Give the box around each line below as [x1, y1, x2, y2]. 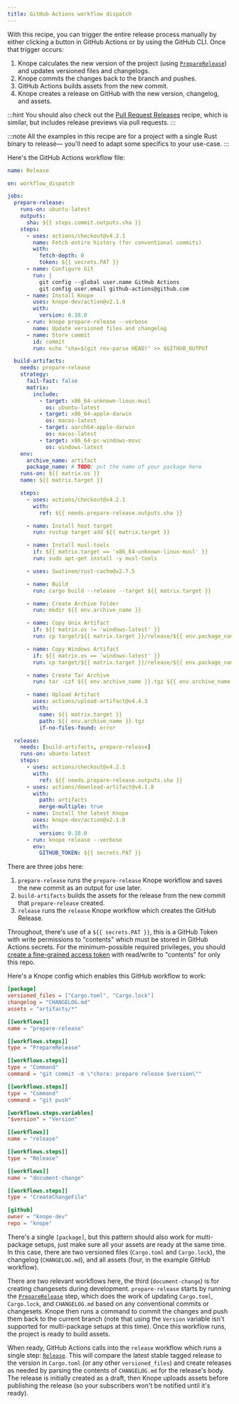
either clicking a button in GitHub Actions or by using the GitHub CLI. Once [7, 37, 226, 46]
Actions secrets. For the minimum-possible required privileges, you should [7, 943, 226, 951]
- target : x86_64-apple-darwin [38, 411, 132, 418]
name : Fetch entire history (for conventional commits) [33, 239, 202, 246]
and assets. [17, 97, 52, 105]
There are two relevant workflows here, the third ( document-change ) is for [7, 1277, 220, 1285]
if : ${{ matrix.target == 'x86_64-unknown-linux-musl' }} [33, 549, 208, 556]
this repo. [7, 958, 36, 966]
